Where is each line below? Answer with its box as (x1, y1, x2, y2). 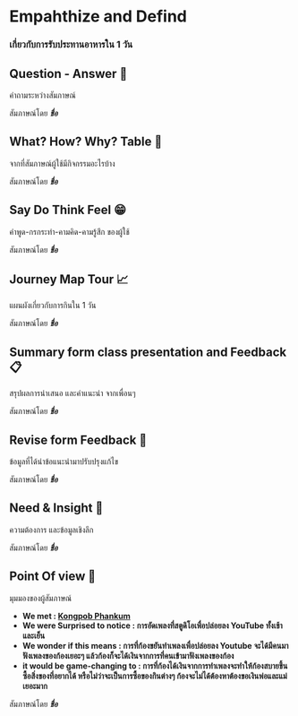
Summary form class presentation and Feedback (9, 344, 287, 359)
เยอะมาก (21, 680, 47, 691)
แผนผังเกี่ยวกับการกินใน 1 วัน (9, 300, 97, 311)
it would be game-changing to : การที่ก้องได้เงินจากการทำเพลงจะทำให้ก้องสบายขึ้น (21, 660, 288, 671)
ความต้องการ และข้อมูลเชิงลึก (9, 524, 94, 535)
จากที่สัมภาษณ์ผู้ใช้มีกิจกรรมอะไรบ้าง (9, 158, 115, 168)
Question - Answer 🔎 (9, 65, 128, 82)
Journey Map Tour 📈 (9, 272, 129, 287)
